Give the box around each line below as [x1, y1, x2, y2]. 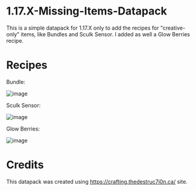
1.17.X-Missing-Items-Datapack [6, 4, 167, 18]
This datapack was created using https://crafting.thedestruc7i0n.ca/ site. [6, 178, 188, 185]
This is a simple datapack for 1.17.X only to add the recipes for [6, 24, 159, 31]
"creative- [160, 24, 186, 31]
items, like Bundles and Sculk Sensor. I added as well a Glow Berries [21, 30, 190, 37]
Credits [6, 158, 44, 172]
